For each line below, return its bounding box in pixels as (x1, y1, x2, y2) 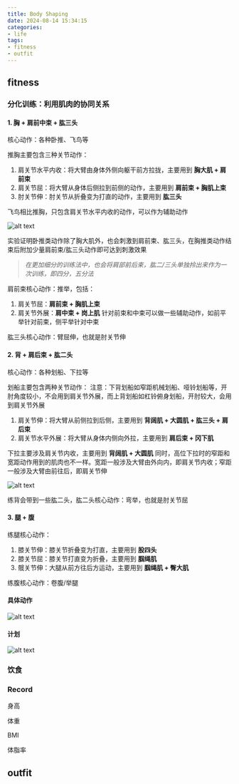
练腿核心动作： (7, 530, 51, 539)
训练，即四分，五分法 (31, 269, 94, 278)
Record (7, 685, 33, 695)
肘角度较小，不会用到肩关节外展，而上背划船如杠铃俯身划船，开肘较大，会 (7, 391, 225, 400)
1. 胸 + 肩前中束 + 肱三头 (7, 118, 78, 127)
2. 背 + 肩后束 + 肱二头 (7, 350, 73, 359)
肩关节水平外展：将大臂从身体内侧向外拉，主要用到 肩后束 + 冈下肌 (17, 433, 214, 442)
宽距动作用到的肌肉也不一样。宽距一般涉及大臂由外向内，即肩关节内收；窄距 (7, 458, 232, 466)
